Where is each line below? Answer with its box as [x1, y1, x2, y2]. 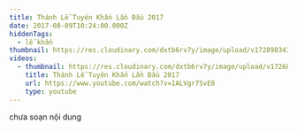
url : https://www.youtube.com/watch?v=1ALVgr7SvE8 [25, 79, 216, 88]
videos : [9, 54, 38, 63]
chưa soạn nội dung [9, 112, 82, 122]
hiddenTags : [9, 29, 53, 38]
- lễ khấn [17, 37, 53, 47]
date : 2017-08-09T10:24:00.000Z [9, 21, 128, 30]
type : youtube [25, 87, 77, 96]
